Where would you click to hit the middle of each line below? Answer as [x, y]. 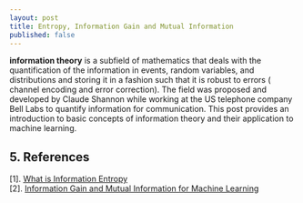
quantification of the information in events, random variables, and [132, 70]
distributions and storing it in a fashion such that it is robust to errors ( [140, 80]
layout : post [34, 18]
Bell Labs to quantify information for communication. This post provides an [149, 109]
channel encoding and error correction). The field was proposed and [138, 90]
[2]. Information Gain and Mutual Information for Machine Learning [134, 188]
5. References [50, 157]
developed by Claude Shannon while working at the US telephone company [151, 99]
